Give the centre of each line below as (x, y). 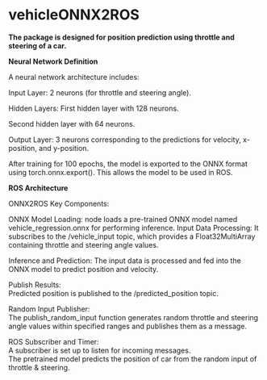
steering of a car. (38, 45)
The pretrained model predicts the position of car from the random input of (133, 359)
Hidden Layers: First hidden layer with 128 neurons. (94, 108)
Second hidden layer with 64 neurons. (72, 123)
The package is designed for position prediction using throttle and (122, 37)
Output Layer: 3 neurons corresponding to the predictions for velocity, (125, 140)
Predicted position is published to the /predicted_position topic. (114, 293)
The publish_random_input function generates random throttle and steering (133, 317)
